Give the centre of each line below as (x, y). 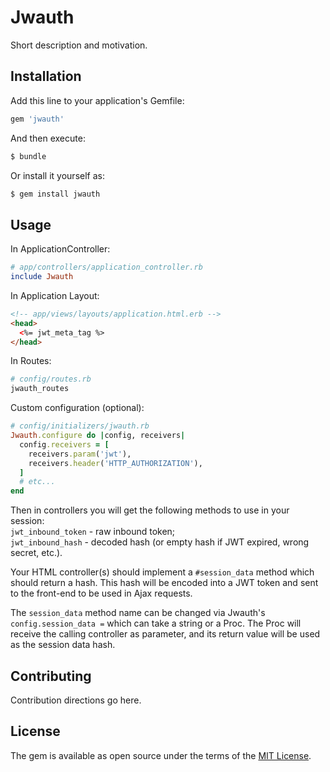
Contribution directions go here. (76, 700)
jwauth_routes (40, 389)
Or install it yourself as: (57, 175)
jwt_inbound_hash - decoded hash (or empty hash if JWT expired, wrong (160, 542)
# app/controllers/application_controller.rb (106, 267)
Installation (46, 76)
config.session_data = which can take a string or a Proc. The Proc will (156, 623)
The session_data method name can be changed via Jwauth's (138, 613)
